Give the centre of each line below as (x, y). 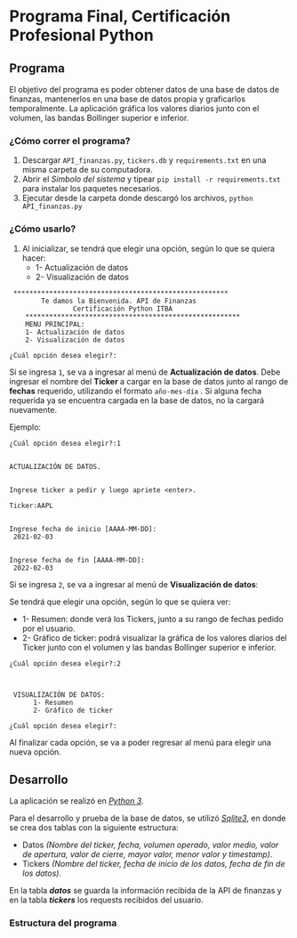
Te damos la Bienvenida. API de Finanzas (119, 301)
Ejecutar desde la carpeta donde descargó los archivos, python (137, 198)
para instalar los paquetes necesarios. (92, 189)
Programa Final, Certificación (120, 16)
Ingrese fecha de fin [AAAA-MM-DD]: (77, 560)
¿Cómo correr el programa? (70, 141)
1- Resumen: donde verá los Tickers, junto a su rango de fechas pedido (153, 619)
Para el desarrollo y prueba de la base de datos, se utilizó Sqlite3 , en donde (148, 818)
